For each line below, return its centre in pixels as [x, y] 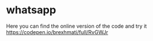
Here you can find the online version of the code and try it [76, 26]
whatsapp [31, 10]
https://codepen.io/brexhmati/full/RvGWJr [57, 32]
